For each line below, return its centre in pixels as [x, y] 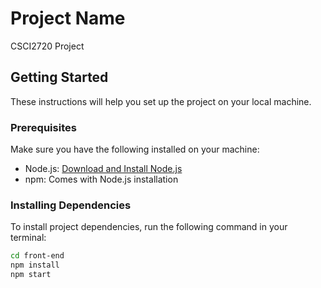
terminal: [28, 238]
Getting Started [59, 77]
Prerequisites [43, 127]
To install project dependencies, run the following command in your [149, 227]
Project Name [68, 18]
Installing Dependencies [71, 205]
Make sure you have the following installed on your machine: [135, 149]
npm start [31, 275]
